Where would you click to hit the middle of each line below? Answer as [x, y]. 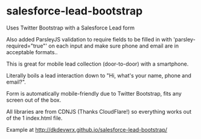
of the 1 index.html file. [34, 118]
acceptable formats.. [32, 52]
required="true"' [27, 46]
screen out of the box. [34, 100]
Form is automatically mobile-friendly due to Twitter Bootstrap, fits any [94, 93]
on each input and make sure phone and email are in [113, 46]
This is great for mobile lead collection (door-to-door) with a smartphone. [97, 64]
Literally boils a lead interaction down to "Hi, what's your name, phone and [99, 75]
